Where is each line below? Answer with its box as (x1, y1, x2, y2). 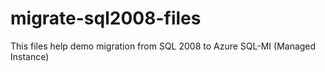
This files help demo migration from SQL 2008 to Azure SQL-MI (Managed (10, 40, 317, 52)
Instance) (10, 50, 50, 62)
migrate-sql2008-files (10, 7, 202, 30)
